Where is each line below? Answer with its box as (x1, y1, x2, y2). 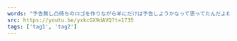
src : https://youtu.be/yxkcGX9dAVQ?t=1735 (7, 17, 134, 24)
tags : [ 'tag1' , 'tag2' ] (7, 23, 78, 30)
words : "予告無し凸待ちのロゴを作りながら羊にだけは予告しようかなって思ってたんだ (7, 10, 221, 17)
